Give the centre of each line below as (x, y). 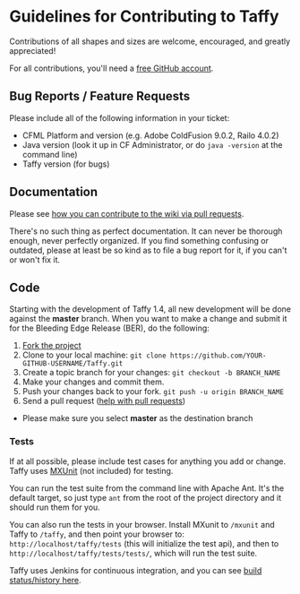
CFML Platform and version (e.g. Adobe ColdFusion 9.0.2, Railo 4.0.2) (150, 135)
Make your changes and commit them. (93, 382)
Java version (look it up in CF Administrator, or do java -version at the (152, 144)
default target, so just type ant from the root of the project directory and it (146, 497)
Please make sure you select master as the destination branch (137, 418)
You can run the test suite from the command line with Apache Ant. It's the (147, 488)
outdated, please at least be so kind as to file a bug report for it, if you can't (148, 250)
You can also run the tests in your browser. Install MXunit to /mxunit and (142, 524)
